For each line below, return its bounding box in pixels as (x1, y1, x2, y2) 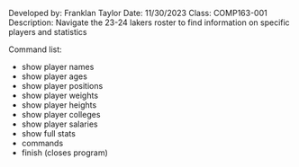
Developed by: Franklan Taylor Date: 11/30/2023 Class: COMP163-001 (8, 8, 267, 18)
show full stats (21, 128, 76, 138)
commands (21, 138, 64, 148)
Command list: (8, 44, 62, 55)
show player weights (21, 90, 99, 101)
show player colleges (21, 110, 101, 119)
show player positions (21, 81, 104, 91)
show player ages (21, 71, 87, 82)
